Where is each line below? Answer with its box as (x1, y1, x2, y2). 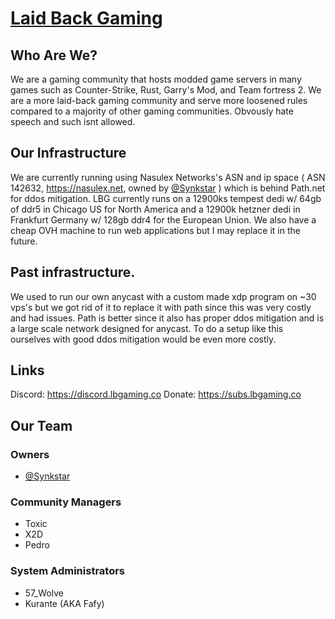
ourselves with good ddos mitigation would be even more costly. (10, 333, 277, 345)
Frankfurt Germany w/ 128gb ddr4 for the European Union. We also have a (10, 213, 317, 226)
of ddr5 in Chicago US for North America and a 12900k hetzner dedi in (10, 203, 301, 215)
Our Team (10, 417, 73, 434)
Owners (10, 447, 50, 461)
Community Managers (10, 495, 122, 509)
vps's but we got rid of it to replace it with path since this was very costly (10, 301, 312, 313)
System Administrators (10, 564, 126, 578)
